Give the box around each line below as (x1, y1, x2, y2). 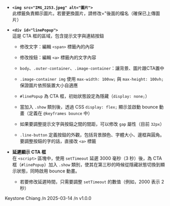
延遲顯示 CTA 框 (12, 149, 46, 155)
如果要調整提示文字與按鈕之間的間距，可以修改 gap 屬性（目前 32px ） (19, 121, 165, 127)
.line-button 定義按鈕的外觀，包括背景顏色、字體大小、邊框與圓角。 (19, 132, 165, 138)
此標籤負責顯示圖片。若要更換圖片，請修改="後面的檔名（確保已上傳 (12, 10, 156, 16)
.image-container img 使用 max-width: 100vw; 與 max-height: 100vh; (19, 76, 164, 82)
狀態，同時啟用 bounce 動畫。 (16, 168, 80, 174)
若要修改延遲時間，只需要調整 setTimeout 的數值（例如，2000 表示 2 (19, 179, 164, 185)
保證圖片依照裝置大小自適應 (19, 82, 78, 88)
